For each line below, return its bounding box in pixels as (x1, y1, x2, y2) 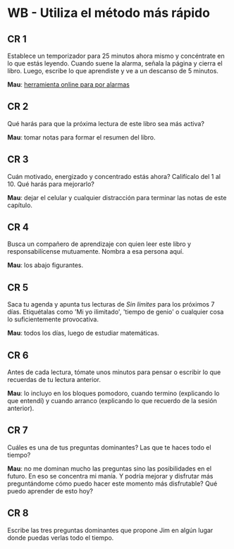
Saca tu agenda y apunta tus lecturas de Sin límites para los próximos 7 (7, 300, 215, 309)
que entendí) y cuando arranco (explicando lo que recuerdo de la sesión (7, 397, 217, 405)
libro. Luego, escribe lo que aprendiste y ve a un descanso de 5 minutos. (7, 67, 218, 75)
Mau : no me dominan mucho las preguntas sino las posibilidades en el (7, 464, 212, 473)
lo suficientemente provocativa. (7, 315, 99, 323)
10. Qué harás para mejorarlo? (7, 180, 95, 188)
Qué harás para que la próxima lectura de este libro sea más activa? (7, 119, 204, 128)
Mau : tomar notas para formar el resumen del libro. (7, 132, 156, 142)
